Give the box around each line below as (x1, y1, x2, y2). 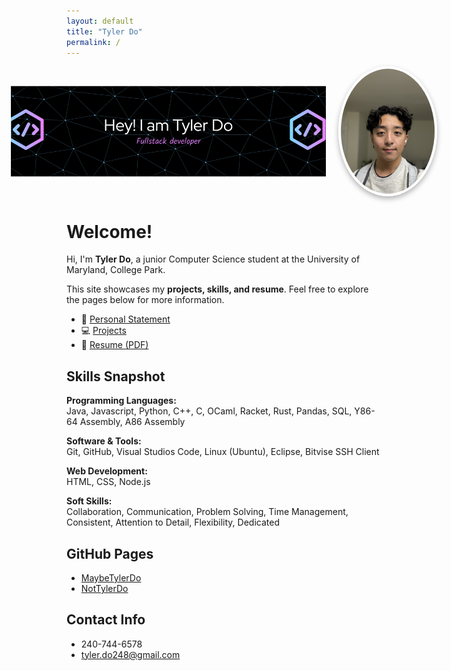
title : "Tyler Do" (66, 26, 143, 37)
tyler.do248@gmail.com (80, 648, 181, 660)
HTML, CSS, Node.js (66, 476, 151, 488)
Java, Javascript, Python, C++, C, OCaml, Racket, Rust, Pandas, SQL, (66, 405, 353, 417)
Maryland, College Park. (66, 264, 166, 276)
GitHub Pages (66, 545, 154, 562)
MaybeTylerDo (80, 571, 142, 584)
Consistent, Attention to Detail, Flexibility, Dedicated (66, 516, 280, 529)
